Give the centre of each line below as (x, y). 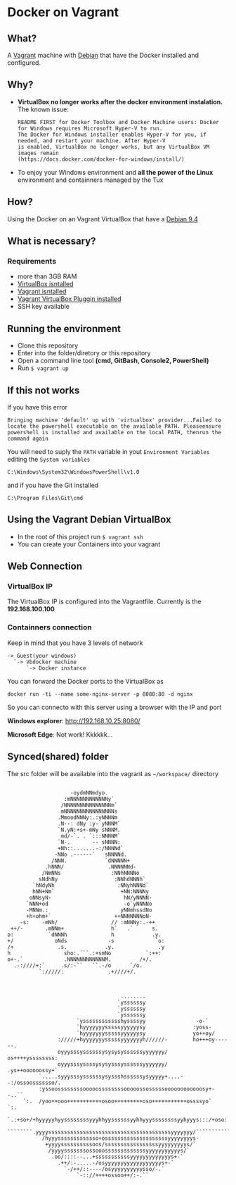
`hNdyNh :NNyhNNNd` (91, 885)
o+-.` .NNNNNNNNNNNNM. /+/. (80, 959)
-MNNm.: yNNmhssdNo (89, 910)
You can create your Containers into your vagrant (89, 544)
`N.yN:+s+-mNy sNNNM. (89, 830)
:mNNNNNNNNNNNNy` (89, 799)
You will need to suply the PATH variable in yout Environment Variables (109, 451)
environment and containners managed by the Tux (90, 180)
